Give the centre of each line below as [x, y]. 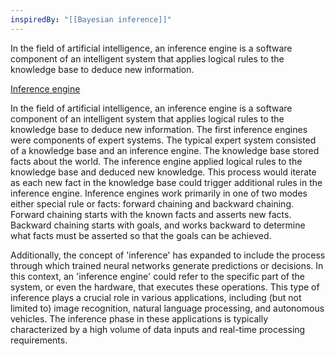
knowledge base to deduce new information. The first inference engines [159, 129]
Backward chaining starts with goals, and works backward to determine [158, 225]
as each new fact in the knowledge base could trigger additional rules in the [166, 182]
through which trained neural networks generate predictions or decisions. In [167, 265]
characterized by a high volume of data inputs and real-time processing [158, 329]
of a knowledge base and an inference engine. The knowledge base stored [165, 150]
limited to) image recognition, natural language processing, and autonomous [167, 308]
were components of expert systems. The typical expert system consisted [163, 140]
